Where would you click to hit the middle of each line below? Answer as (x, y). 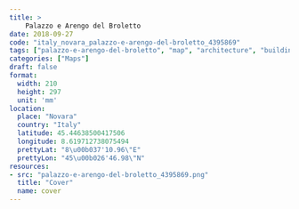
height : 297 (40, 92)
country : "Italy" (49, 125)
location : (28, 109)
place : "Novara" (47, 117)
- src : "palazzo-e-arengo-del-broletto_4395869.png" (109, 174)
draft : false (33, 68)
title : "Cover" (45, 183)
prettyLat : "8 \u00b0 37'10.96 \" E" (79, 149)
